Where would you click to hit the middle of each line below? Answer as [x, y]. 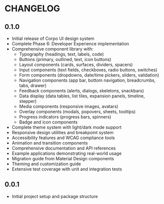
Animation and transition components [50, 143]
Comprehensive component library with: [53, 49]
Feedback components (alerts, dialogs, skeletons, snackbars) [82, 91]
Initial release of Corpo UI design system [53, 38]
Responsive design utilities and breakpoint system [63, 132]
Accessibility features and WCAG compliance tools [63, 138]
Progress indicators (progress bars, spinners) [65, 117]
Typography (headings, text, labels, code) [62, 54]
